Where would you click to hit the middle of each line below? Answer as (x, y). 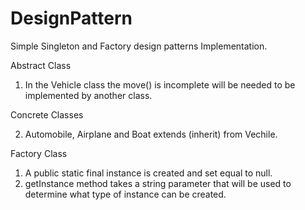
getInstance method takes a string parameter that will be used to (158, 183)
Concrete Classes (47, 114)
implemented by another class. (88, 95)
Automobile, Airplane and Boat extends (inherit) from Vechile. (151, 134)
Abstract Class (41, 65)
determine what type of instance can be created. (125, 194)
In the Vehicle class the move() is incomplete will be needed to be (160, 84)
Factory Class (39, 153)
